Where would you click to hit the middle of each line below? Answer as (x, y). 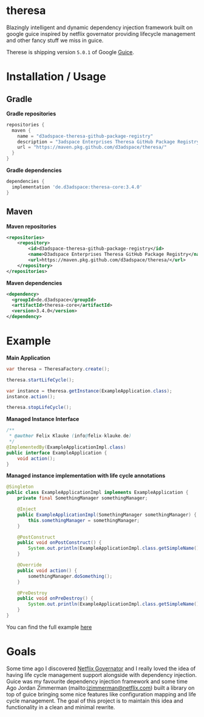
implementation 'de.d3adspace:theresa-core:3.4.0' (77, 187)
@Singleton (20, 487)
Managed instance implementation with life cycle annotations (86, 476)
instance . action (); (31, 396)
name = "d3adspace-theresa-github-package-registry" (85, 136)
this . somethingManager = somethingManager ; (84, 520)
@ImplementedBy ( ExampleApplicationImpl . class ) (66, 447)
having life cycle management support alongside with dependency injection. (102, 674)
